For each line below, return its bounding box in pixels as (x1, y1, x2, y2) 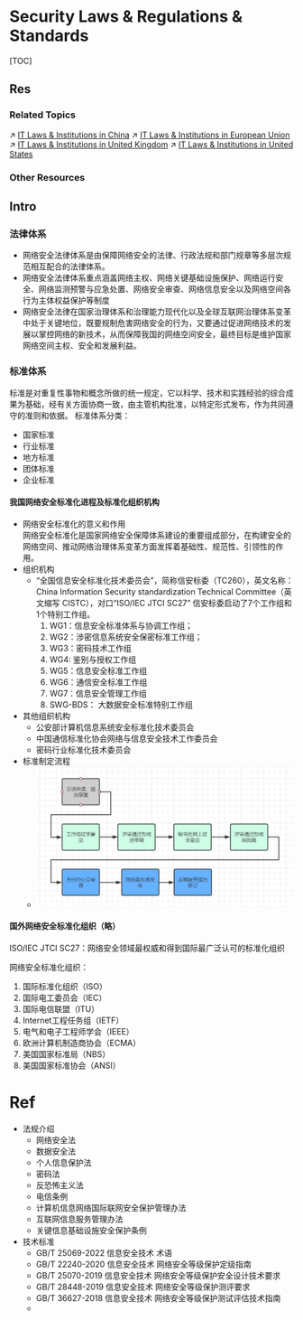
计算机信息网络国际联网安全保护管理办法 (35, 1202, 187, 1212)
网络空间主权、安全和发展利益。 (22, 341, 142, 351)
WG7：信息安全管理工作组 (49, 688, 147, 698)
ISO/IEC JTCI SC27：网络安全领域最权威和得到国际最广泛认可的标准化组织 (9, 942, 286, 953)
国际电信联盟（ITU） (22, 1003, 100, 1014)
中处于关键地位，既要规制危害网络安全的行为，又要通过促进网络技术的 (22, 318, 284, 329)
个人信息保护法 (35, 1156, 92, 1167)
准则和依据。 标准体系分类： (24, 409, 131, 421)
